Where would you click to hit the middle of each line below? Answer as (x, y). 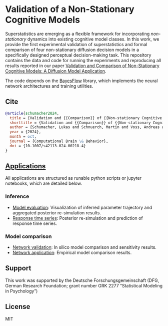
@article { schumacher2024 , (32, 113)
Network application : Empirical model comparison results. (72, 253)
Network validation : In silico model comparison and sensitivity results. (84, 247)
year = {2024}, (25, 132)
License (18, 307)
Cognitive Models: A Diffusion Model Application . (56, 71)
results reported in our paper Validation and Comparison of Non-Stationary (82, 66)
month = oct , (23, 137)
